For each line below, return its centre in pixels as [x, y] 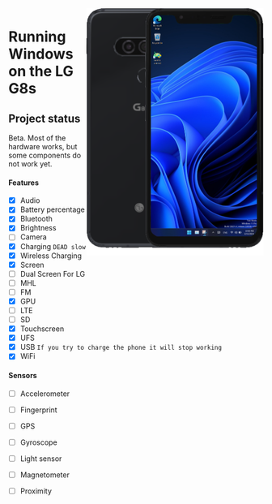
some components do [45, 155]
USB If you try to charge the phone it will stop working [121, 347]
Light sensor [41, 459]
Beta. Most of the [37, 138]
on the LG [41, 71]
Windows [41, 54]
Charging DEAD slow [53, 246]
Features [23, 183]
